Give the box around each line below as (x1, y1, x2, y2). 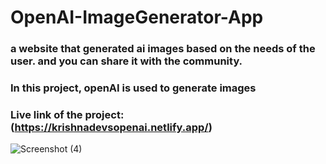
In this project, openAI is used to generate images (10, 81, 257, 95)
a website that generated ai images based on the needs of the (10, 42, 316, 56)
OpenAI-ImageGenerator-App (10, 6, 264, 29)
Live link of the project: (10, 107, 125, 121)
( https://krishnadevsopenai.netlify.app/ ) (10, 120, 213, 134)
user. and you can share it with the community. (10, 54, 243, 68)
